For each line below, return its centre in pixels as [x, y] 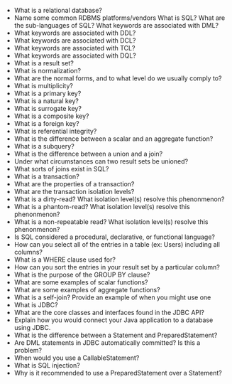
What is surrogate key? [48, 108]
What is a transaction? [46, 176]
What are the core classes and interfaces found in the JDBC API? [109, 313]
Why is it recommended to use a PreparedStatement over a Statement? [118, 373]
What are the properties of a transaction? [74, 184]
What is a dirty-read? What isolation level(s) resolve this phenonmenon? [119, 199]
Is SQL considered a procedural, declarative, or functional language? [114, 237]
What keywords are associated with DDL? [75, 33]
